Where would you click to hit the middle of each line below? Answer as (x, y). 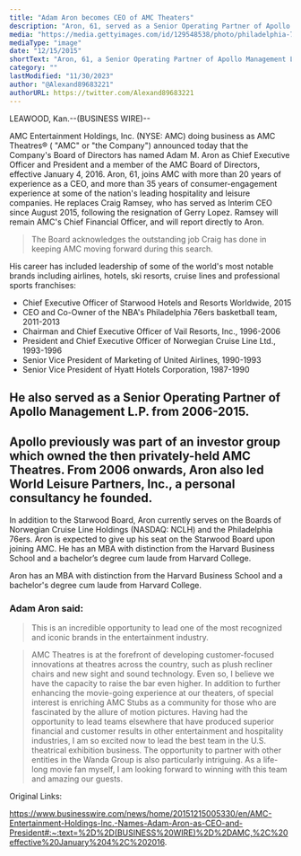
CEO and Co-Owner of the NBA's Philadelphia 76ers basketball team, (150, 312)
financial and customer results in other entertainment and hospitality (157, 731)
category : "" (34, 68)
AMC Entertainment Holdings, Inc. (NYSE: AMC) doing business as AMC (142, 136)
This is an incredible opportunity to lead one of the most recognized (156, 628)
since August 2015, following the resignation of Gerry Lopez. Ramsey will (144, 212)
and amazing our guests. (77, 779)
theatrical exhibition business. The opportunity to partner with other (156, 750)
